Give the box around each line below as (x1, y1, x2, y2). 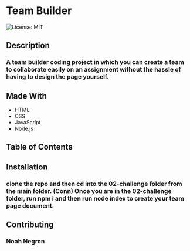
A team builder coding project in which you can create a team (6, 58, 185, 66)
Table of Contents (6, 142, 73, 152)
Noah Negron (6, 238, 45, 246)
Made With (6, 91, 47, 101)
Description (6, 40, 50, 50)
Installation (6, 162, 48, 172)
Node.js (14, 125, 34, 133)
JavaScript (14, 119, 41, 126)
